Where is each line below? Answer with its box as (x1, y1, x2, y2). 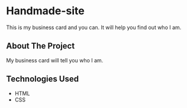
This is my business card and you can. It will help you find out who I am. (6, 24, 182, 31)
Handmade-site (6, 4, 85, 18)
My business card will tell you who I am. (6, 56, 104, 63)
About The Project (6, 41, 75, 51)
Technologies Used (6, 74, 79, 84)
